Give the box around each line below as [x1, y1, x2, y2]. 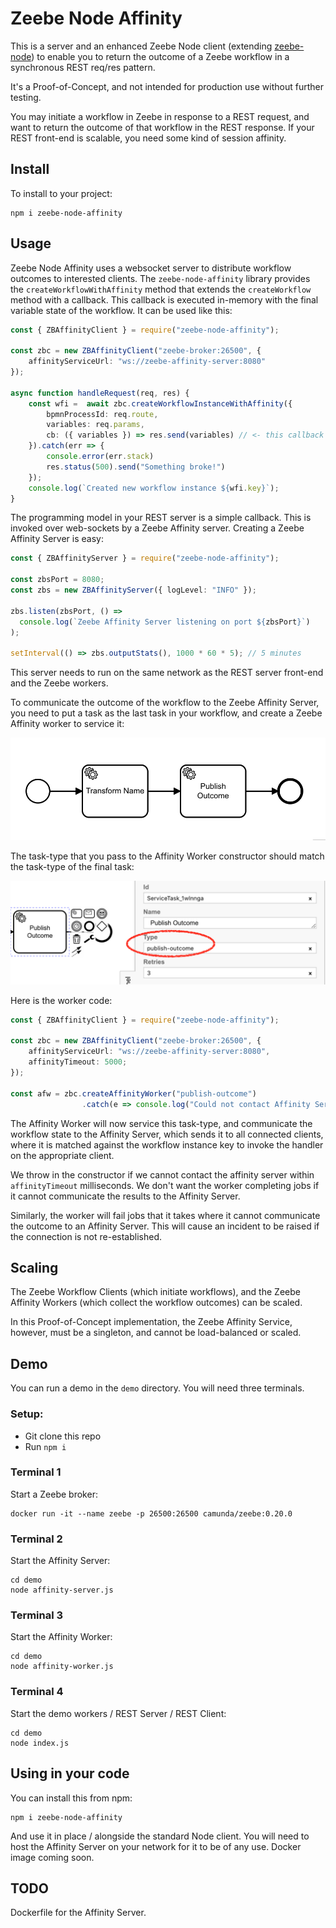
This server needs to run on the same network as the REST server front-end [10, 667, 324, 679]
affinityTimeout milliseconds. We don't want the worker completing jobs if [10, 1179, 320, 1191]
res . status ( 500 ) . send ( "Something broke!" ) [46, 462, 226, 472]
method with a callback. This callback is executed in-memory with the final [10, 293, 319, 306]
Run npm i [24, 1440, 67, 1452]
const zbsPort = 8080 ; [10, 575, 105, 585]
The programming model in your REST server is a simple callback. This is [10, 512, 312, 524]
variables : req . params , [46, 420, 145, 430]
